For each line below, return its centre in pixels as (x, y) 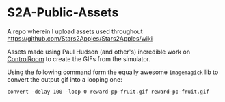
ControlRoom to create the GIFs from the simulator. (79, 58)
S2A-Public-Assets (63, 13)
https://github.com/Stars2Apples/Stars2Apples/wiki (80, 38)
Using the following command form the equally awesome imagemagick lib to (113, 72)
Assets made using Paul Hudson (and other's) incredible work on (99, 52)
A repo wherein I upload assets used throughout (75, 31)
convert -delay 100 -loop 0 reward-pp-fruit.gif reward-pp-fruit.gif (108, 92)
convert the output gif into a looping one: (65, 79)
